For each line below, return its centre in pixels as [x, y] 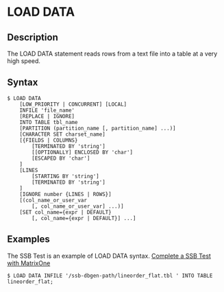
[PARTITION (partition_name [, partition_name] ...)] [98, 128]
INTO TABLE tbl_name [49, 122]
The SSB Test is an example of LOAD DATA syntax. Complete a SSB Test [109, 256]
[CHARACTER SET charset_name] [63, 134]
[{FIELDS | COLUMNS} [49, 140]
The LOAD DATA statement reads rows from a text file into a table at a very [112, 53]
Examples [28, 240]
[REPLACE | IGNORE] [47, 116]
